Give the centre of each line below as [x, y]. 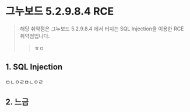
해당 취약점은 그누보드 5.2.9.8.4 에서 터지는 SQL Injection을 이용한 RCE [102, 29]
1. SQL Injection [34, 67]
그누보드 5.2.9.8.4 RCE [60, 11]
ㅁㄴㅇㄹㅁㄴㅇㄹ [24, 82]
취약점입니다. [35, 36]
